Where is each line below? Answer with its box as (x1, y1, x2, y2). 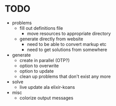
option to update (19, 68, 54, 74)
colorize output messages (19, 94, 74, 101)
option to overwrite (19, 63, 59, 69)
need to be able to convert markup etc (27, 41, 106, 47)
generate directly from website (19, 36, 83, 42)
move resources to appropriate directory (27, 30, 111, 36)
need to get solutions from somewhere (27, 46, 107, 52)
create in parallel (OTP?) (19, 57, 70, 63)
